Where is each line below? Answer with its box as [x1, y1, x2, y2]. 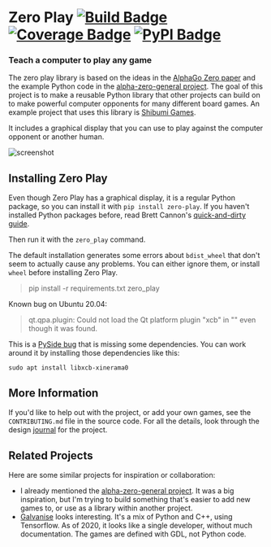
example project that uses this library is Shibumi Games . [8, 107, 196, 117]
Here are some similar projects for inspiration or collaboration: [8, 470, 216, 479]
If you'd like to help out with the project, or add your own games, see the [8, 408, 252, 418]
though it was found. [28, 324, 98, 334]
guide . [8, 219, 30, 229]
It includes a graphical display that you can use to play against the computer [8, 123, 264, 133]
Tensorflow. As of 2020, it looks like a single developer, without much [19, 520, 253, 530]
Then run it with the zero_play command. [8, 234, 146, 244]
